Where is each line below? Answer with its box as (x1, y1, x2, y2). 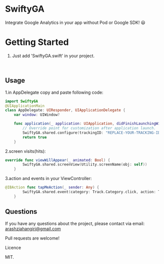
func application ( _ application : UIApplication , (14, 121, 115, 126)
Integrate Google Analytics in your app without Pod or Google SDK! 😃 (5, 20, 145, 25)
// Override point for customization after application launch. (22, 126, 156, 131)
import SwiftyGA (5, 99, 38, 103)
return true (22, 135, 47, 140)
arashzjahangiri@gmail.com (5, 225, 61, 231)
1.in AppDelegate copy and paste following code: (5, 89, 103, 95)
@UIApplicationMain (5, 103, 45, 108)
